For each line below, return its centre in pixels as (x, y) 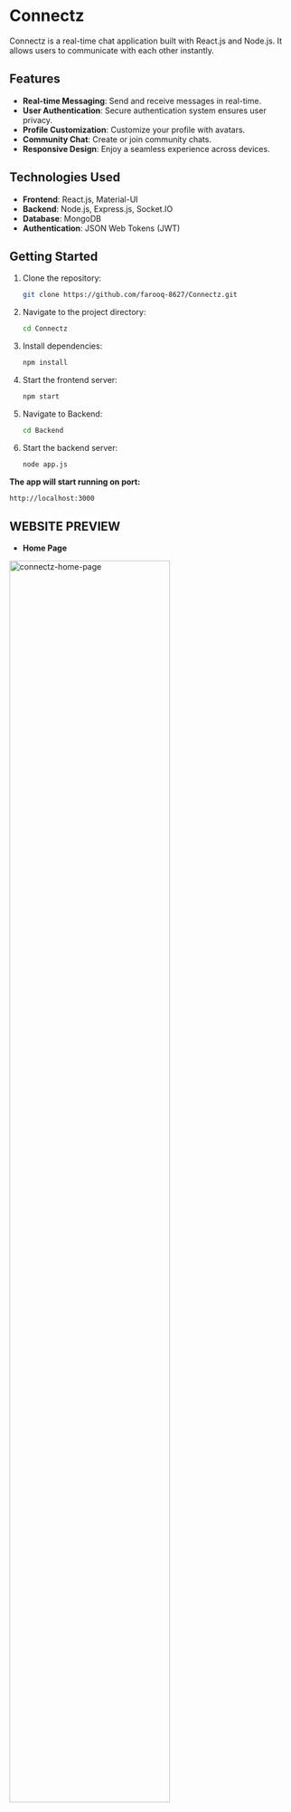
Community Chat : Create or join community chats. (117, 139)
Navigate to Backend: (62, 414)
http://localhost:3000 (52, 498)
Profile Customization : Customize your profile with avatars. (134, 129)
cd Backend (43, 430)
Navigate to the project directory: (84, 312)
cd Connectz (45, 329)
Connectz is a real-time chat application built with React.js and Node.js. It (146, 41)
